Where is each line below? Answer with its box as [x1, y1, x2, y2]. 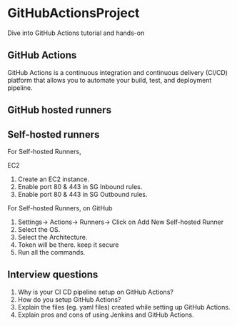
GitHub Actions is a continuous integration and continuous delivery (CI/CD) [7, 68, 228, 76]
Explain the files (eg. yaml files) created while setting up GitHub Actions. [17, 302, 231, 311]
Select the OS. [17, 225, 61, 233]
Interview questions [7, 269, 99, 281]
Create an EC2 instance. [17, 175, 89, 183]
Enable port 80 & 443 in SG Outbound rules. [17, 190, 148, 198]
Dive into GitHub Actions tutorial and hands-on [7, 29, 145, 37]
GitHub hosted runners [7, 104, 112, 116]
